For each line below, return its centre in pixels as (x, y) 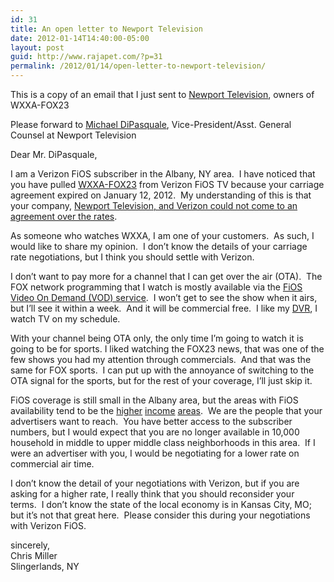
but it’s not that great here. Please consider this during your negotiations (160, 515)
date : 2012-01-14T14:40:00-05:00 (80, 38)
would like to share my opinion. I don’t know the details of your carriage (159, 246)
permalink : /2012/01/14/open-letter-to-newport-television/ (138, 66)
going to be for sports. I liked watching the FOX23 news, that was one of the (167, 349)
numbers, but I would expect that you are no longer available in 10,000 (155, 432)
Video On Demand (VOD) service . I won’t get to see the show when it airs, (164, 297)
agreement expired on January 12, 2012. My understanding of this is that (161, 195)
